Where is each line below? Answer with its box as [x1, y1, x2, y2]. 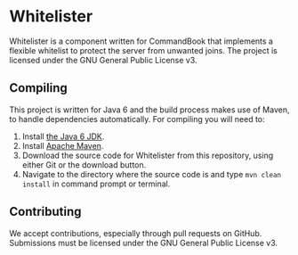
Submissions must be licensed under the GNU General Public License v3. [9, 237, 278, 248]
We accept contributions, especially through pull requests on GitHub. [9, 227, 262, 238]
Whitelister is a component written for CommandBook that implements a [9, 36, 274, 46]
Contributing [9, 204, 82, 219]
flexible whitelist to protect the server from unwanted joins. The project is [9, 45, 278, 55]
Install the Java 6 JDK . [21, 131, 105, 142]
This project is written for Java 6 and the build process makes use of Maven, [9, 104, 290, 115]
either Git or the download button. [21, 159, 147, 170]
